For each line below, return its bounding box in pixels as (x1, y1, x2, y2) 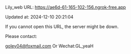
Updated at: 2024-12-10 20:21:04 (5, 14, 74, 19)
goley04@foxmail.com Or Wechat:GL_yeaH (5, 43, 94, 49)
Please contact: (5, 33, 37, 39)
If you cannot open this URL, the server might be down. (5, 23, 119, 29)
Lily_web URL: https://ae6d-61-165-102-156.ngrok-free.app (5, 4, 126, 10)
